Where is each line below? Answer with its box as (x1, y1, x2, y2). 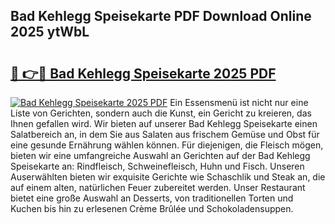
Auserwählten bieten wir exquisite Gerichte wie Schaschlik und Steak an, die (10, 171, 326, 183)
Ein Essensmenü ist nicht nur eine (169, 97, 309, 108)
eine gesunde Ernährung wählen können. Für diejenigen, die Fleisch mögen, (10, 139, 324, 151)
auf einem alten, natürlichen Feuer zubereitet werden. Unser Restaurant (10, 182, 306, 193)
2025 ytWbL (10, 24, 90, 41)
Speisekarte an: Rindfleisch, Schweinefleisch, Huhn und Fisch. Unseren (10, 160, 305, 172)
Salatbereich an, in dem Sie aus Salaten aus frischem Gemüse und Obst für (10, 129, 320, 140)
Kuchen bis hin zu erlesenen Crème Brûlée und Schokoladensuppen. (10, 203, 294, 214)
